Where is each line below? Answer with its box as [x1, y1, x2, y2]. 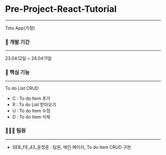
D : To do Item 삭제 [12, 114, 50, 119]
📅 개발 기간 [5, 39, 30, 45]
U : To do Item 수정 [12, 108, 50, 114]
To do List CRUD [5, 85, 39, 91]
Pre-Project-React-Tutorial [5, 3, 117, 15]
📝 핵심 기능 [5, 69, 30, 76]
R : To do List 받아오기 [12, 101, 56, 107]
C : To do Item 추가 [12, 95, 50, 101]
